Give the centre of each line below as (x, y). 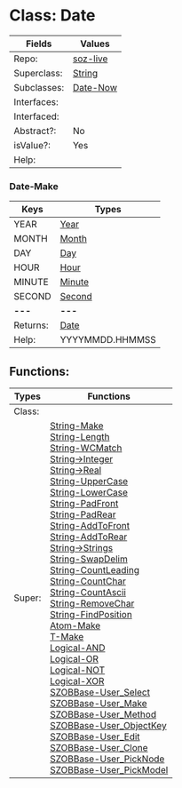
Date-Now (95, 87)
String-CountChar (88, 581)
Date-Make (34, 186)
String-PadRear (83, 514)
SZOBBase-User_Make (99, 704)
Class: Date (52, 16)
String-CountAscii (88, 593)
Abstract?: (35, 131)
